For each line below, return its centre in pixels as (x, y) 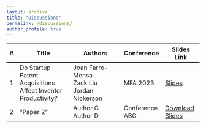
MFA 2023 (139, 83)
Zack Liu (85, 83)
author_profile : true (34, 29)
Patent (29, 76)
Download (180, 108)
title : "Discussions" (34, 18)
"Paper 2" (34, 112)
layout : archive (27, 12)
